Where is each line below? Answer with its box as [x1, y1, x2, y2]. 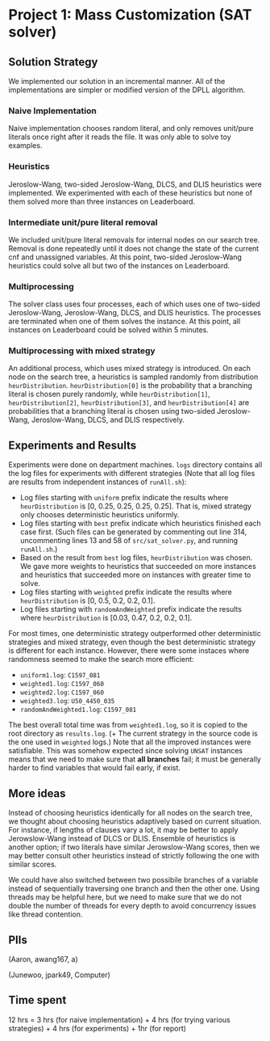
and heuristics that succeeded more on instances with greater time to [19, 570, 251, 580]
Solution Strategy [8, 55, 98, 69]
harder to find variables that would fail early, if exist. [8, 763, 181, 773]
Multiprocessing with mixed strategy [8, 345, 156, 356]
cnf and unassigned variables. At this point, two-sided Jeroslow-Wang [8, 252, 242, 262]
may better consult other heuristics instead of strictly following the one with [8, 851, 260, 861]
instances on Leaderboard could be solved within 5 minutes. [8, 325, 210, 335]
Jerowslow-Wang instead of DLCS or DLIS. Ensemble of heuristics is [8, 834, 236, 844]
